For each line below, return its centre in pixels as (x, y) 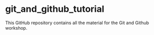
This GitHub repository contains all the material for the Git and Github (77, 23)
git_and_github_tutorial (55, 9)
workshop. (16, 28)
